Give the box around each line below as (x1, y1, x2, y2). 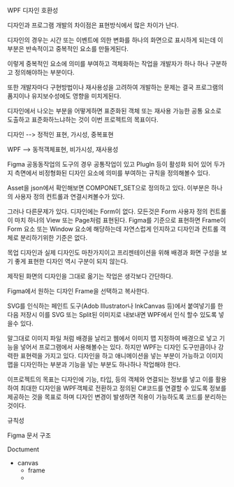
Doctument (7, 445, 40, 453)
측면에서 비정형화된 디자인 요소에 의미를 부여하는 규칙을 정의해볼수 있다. (14, 169, 211, 177)
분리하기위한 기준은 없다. (20, 234, 88, 241)
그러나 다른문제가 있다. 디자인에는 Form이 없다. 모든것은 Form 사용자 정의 (7, 207, 208, 216)
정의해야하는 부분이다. (14, 69, 75, 76)
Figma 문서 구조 (7, 431, 51, 439)
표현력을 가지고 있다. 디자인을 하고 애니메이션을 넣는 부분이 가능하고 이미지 (20, 352, 224, 360)
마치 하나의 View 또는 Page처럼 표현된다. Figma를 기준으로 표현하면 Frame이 (14, 216, 226, 224)
